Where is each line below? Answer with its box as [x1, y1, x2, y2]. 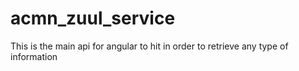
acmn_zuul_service [10, 7, 176, 30]
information [10, 50, 58, 62]
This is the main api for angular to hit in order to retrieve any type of [10, 40, 289, 52]
